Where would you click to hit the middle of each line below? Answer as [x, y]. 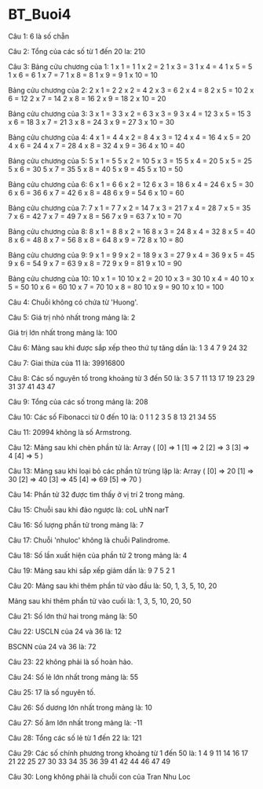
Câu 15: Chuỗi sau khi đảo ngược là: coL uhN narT [89, 510]
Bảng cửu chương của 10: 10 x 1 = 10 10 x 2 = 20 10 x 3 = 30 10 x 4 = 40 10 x [131, 278]
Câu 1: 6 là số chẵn [38, 36]
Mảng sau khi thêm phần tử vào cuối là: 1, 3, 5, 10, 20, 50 [100, 601]
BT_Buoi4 [40, 15]
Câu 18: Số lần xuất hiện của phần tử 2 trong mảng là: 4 [98, 555]
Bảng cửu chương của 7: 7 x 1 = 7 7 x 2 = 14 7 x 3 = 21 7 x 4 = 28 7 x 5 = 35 [130, 208]
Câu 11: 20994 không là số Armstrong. [70, 432]
